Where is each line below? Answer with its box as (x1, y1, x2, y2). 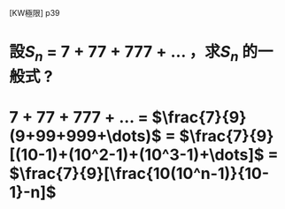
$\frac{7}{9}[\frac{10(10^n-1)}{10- (9, 163, 270, 183)
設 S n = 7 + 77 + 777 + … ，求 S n (9, 42, 239, 64)
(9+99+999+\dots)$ (9, 126, 162, 146)
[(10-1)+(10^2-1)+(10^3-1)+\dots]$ (9, 145, 265, 165)
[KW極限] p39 (9, 8, 60, 18)
